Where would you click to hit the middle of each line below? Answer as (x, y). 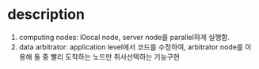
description (46, 15)
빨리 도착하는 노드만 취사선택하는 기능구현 (115, 56)
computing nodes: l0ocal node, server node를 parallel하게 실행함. (124, 37)
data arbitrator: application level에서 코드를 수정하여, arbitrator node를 (131, 47)
